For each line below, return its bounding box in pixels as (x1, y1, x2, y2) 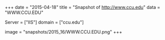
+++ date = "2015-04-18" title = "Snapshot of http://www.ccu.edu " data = (5, 4, 160, 10)
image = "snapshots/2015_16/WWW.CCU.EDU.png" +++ (5, 29, 123, 34)
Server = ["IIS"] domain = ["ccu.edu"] (5, 19, 84, 25)
